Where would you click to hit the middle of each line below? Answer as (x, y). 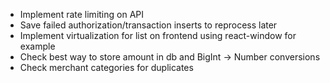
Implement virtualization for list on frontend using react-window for (158, 35)
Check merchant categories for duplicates (106, 67)
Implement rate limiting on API (81, 14)
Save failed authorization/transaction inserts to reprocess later (148, 25)
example (37, 46)
